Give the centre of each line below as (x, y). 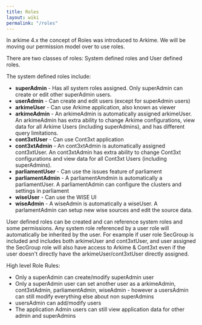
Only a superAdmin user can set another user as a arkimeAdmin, (95, 284)
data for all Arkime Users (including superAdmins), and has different (100, 127)
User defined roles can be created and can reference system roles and (94, 222)
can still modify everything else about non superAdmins (84, 297)
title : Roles (23, 12)
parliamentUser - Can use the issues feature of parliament (88, 172)
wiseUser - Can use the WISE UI (56, 198)
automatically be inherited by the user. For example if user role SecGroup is (100, 235)
